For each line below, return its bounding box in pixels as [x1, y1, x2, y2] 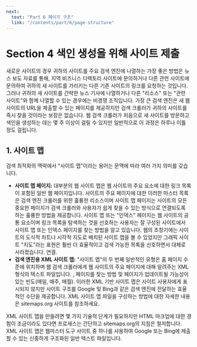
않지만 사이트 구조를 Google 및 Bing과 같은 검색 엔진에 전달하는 [30, 286, 176, 293]
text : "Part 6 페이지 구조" [11, 14, 74, 20]
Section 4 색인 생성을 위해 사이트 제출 [6, 47, 180, 60]
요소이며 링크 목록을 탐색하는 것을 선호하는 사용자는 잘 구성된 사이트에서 [21, 219, 186, 226]
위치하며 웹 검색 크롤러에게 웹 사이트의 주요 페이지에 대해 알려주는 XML [25, 263, 189, 270]
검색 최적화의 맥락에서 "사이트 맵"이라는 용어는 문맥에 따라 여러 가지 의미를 [6, 162, 178, 169]
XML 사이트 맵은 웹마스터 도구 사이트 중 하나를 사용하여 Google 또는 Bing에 [6, 328, 181, 335]
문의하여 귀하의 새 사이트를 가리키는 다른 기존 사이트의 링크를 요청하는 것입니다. [6, 82, 188, 89]
